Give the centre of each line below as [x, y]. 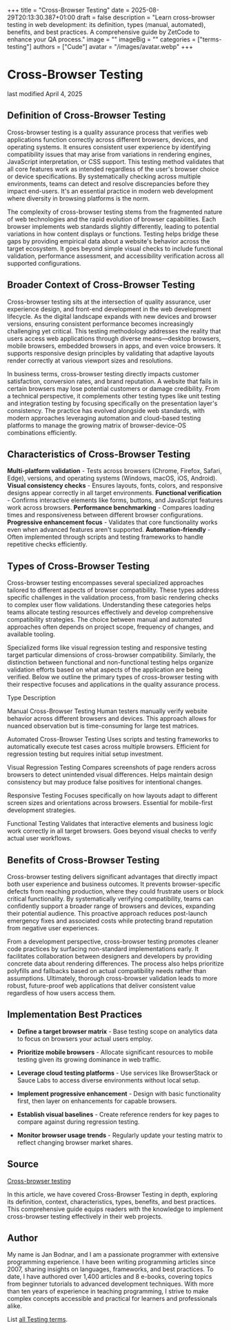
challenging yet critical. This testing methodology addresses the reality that [114, 331]
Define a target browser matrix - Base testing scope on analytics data [117, 1031]
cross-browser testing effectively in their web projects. [85, 1216]
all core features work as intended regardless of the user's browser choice [113, 169]
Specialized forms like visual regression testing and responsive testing [107, 648]
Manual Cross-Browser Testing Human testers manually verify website [108, 711]
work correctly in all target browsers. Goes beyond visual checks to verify [112, 831]
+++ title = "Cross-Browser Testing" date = [68, 10]
